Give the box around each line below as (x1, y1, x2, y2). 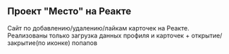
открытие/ (191, 31, 223, 39)
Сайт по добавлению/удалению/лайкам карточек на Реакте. (7, 24, 190, 32)
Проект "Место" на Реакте (7, 6, 132, 17)
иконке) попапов (47, 38, 97, 47)
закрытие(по (7, 38, 46, 47)
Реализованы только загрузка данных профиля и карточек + (7, 31, 190, 39)
